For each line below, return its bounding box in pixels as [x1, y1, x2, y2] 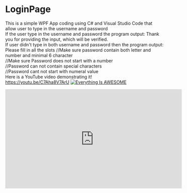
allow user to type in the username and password [5, 25, 108, 31]
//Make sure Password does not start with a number [5, 57, 113, 63]
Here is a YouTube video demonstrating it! [5, 74, 92, 80]
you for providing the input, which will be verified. [5, 36, 108, 42]
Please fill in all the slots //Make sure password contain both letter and [5, 47, 151, 53]
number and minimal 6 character [5, 52, 73, 58]
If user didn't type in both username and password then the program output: [5, 41, 164, 47]
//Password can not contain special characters [5, 63, 102, 69]
